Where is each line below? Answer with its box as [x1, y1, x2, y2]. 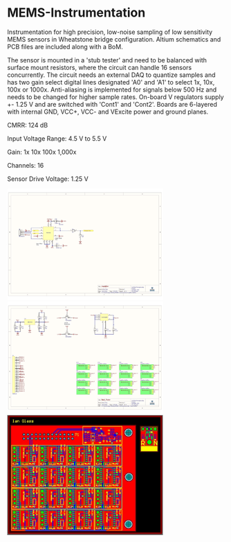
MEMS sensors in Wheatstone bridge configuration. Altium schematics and [7, 35, 221, 43]
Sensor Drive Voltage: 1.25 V [7, 175, 89, 183]
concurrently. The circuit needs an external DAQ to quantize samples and [7, 71, 216, 79]
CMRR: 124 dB [7, 121, 48, 129]
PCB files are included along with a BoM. [7, 42, 123, 51]
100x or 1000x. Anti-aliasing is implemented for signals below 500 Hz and [7, 85, 217, 94]
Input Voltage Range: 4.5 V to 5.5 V [7, 134, 107, 143]
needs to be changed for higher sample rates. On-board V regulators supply [7, 92, 224, 101]
